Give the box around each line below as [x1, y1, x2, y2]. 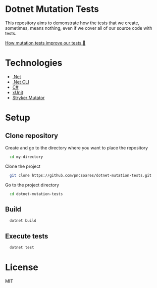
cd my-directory [9, 154, 43, 159]
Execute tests [5, 232, 49, 240]
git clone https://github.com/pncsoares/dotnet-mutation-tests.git [9, 173, 152, 178]
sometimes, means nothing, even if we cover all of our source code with [5, 25, 153, 31]
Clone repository [5, 132, 58, 140]
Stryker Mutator [12, 95, 45, 100]
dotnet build [9, 218, 37, 223]
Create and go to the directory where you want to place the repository [5, 144, 148, 150]
